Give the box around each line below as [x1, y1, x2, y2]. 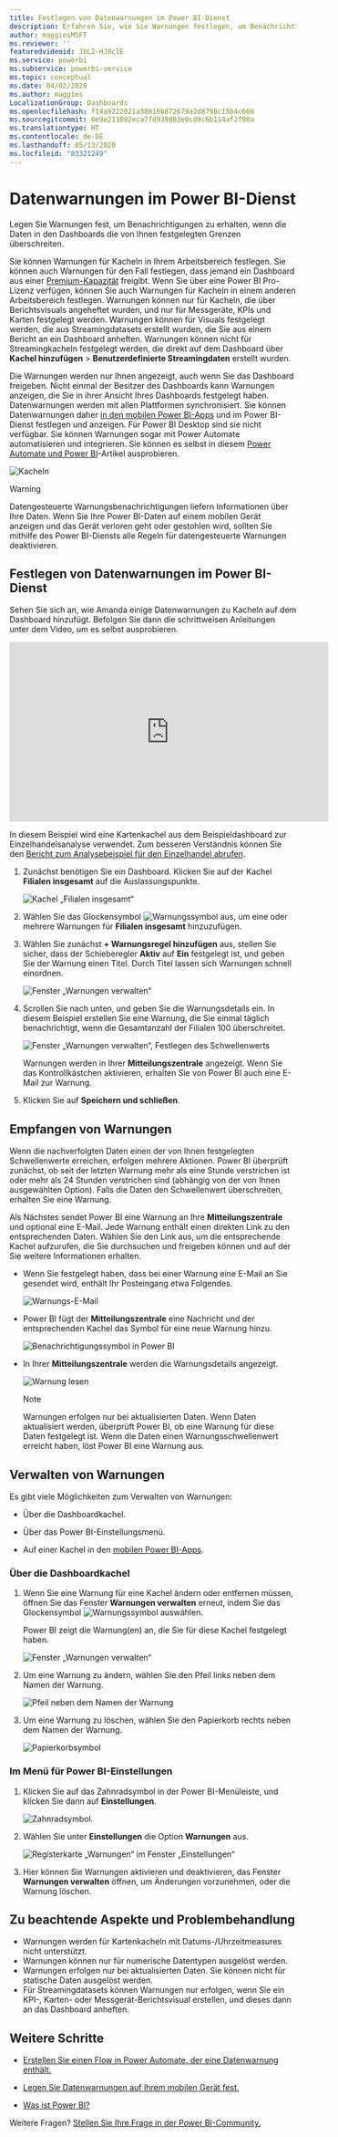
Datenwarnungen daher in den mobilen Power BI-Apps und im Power [9, 409, 269, 420]
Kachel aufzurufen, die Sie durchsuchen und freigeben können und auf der [9, 1241, 292, 1252]
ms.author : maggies [9, 89, 84, 99]
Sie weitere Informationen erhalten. [9, 1251, 142, 1262]
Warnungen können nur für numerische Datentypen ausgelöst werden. [22, 1955, 289, 1966]
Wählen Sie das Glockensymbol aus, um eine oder [22, 912, 289, 923]
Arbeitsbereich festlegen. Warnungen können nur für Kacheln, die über [9, 294, 276, 306]
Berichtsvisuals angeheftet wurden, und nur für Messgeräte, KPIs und [9, 304, 271, 315]
